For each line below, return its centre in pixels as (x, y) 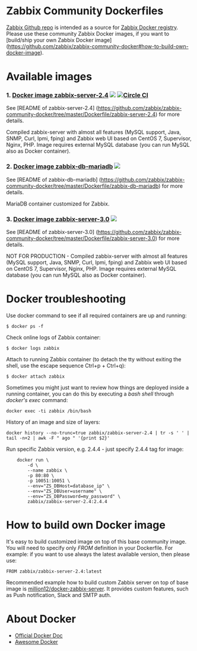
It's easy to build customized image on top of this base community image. (96, 541)
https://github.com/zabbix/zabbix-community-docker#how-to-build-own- (98, 46)
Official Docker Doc (39, 635)
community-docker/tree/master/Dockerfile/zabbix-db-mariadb (82, 186)
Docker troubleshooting (66, 299)
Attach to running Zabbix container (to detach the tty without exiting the (94, 359)
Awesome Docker (36, 641)
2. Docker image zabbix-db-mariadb (60, 166)
